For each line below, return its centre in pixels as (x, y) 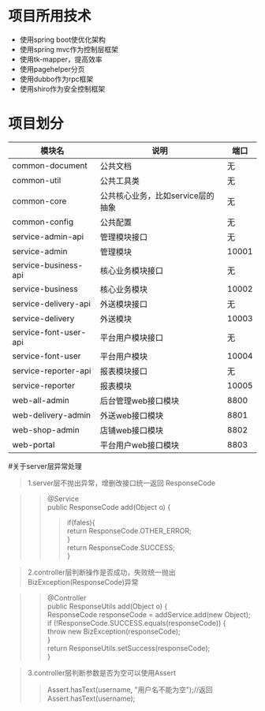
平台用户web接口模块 (140, 445)
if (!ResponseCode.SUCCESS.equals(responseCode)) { (136, 623)
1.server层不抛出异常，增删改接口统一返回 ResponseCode (121, 483)
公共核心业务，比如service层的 (157, 196)
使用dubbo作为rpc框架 (56, 79)
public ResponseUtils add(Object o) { (107, 606)
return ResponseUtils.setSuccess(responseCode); (129, 648)
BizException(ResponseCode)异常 (83, 582)
